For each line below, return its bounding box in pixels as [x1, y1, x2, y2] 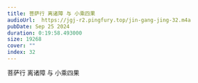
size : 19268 [7, 36, 42, 43]
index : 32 [7, 49, 36, 56]
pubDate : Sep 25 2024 [7, 23, 70, 30]
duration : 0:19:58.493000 [7, 29, 82, 37]
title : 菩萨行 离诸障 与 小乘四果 [7, 10, 96, 17]
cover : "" [7, 42, 36, 49]
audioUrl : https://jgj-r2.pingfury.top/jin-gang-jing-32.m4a [7, 17, 191, 24]
